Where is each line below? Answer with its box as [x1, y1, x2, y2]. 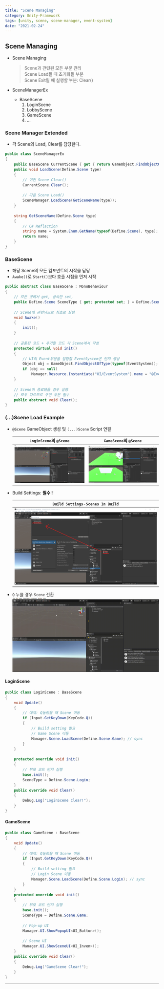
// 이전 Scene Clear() [22, 177, 67, 182]
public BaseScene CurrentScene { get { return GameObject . [14, 162, 137, 167]
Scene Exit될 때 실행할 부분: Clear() [24, 77, 94, 83]
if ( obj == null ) [22, 366, 58, 371]
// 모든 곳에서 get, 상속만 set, [14, 295, 74, 300]
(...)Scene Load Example [5, 414, 65, 421]
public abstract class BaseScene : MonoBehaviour [5, 284, 108, 289]
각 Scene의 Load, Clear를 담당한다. [12, 141, 81, 147]
